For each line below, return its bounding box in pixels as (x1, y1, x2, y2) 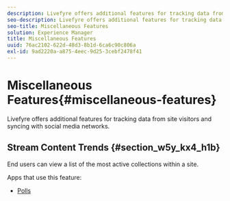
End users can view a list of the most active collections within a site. (7, 160, 199, 168)
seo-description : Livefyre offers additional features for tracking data (7, 16, 222, 23)
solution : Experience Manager (7, 29, 94, 36)
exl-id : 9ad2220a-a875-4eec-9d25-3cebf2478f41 (7, 49, 142, 55)
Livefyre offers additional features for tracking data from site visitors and (7, 114, 212, 123)
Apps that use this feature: (7, 173, 82, 181)
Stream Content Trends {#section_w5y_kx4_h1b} (7, 142, 220, 154)
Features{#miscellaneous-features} (7, 92, 217, 108)
